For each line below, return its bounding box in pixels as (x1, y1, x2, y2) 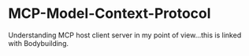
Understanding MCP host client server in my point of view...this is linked (8, 30, 242, 40)
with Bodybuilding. (8, 38, 69, 47)
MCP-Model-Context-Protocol (8, 5, 211, 23)
